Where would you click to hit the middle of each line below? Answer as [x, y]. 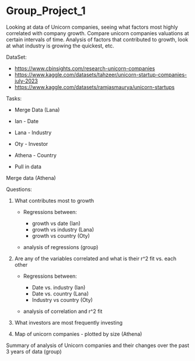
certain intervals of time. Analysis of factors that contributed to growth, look [97, 39]
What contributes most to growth [54, 200]
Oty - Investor [31, 144]
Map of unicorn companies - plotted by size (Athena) [78, 334]
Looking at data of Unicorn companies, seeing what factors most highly [92, 27]
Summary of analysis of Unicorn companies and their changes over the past [98, 345]
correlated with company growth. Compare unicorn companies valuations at [97, 33]
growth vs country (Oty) [61, 236]
